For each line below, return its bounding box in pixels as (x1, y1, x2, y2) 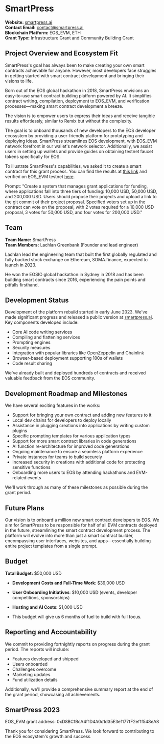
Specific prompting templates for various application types (12, 433, 131, 439)
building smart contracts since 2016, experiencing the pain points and (5, 277, 146, 282)
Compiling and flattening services (12, 334, 80, 340)
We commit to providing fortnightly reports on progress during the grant (5, 641, 150, 647)
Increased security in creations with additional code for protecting (12, 459, 145, 465)
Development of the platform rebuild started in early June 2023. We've (5, 309, 148, 315)
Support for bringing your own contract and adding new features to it (12, 412, 152, 418)
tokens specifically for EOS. (5, 154, 61, 159)
